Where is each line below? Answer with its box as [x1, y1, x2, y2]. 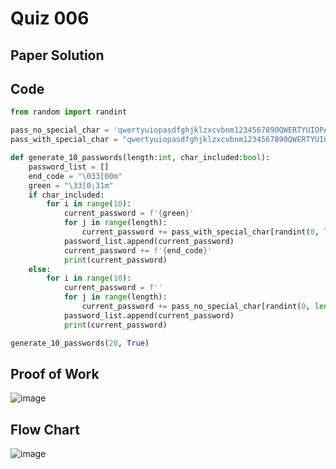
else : [28, 264, 52, 274]
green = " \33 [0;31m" [28, 180, 114, 191]
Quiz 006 [10, 7, 90, 30]
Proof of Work [10, 365, 100, 382]
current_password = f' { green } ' [63, 208, 195, 219]
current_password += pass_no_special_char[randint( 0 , [81, 302, 311, 312]
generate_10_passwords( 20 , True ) [10, 338, 150, 348]
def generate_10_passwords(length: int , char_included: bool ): [10, 153, 271, 163]
